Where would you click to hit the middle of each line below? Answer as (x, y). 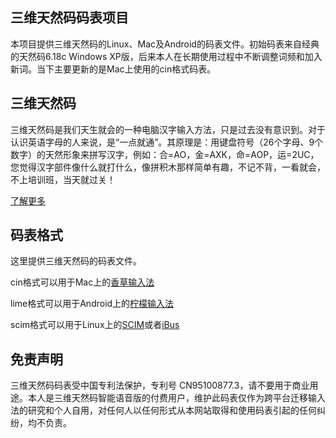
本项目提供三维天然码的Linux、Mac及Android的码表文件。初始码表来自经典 (165, 44)
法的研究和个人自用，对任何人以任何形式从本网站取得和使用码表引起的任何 (163, 410)
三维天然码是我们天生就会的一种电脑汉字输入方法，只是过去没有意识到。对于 (168, 129)
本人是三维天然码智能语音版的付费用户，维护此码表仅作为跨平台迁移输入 (176, 398)
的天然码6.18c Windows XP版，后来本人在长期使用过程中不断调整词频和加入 (166, 56)
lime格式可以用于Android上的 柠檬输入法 (92, 304)
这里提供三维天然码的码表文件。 (76, 261)
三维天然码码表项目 (69, 18)
